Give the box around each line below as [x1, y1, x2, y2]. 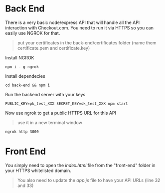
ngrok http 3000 [5, 129, 39, 134]
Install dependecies [5, 73, 46, 79]
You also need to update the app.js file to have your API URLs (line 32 [17, 177, 161, 183]
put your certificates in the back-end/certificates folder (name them [17, 39, 157, 45]
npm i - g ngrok [5, 64, 39, 69]
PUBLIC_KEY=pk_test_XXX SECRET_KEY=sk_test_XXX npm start [5, 101, 128, 106]
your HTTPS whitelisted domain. [5, 168, 71, 174]
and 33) [17, 183, 34, 189]
